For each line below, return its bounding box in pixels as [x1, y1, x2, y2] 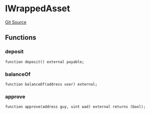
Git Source [5, 19, 27, 25]
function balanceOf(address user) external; [5, 82, 98, 86]
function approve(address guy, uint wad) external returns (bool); [5, 104, 146, 110]
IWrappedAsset [5, 3, 70, 14]
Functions [5, 33, 37, 42]
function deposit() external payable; [5, 59, 84, 64]
